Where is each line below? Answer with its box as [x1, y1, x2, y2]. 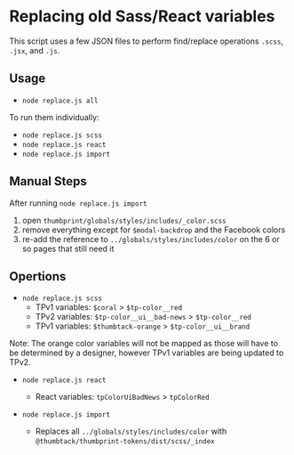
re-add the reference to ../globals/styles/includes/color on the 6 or [21, 233, 280, 244]
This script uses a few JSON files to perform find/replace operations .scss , [9, 36, 284, 46]
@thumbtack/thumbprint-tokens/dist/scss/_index [35, 437, 215, 446]
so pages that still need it [21, 243, 115, 254]
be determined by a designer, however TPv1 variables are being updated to [9, 347, 284, 358]
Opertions [9, 269, 67, 284]
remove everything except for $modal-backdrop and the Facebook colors [21, 224, 286, 235]
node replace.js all [21, 96, 99, 105]
